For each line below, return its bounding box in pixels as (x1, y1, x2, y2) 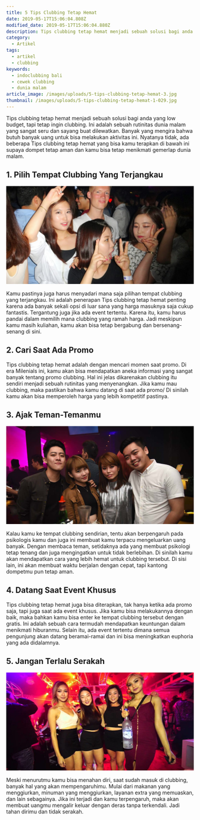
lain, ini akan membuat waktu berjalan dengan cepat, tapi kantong (6, 562, 168, 569)
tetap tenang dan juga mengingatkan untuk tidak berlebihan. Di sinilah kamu (6, 548, 193, 556)
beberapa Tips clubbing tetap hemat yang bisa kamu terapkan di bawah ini (6, 140, 189, 147)
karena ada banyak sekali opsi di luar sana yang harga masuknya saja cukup (6, 303, 193, 310)
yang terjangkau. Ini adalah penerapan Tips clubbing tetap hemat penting (6, 297, 186, 303)
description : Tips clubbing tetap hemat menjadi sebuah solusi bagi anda (6, 29, 193, 35)
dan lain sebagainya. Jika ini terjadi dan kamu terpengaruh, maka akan (6, 795, 179, 802)
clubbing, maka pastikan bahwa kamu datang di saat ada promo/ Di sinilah (6, 386, 189, 393)
